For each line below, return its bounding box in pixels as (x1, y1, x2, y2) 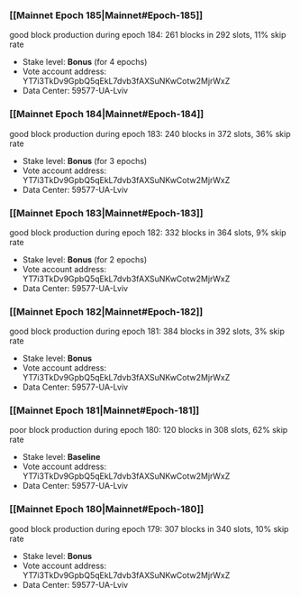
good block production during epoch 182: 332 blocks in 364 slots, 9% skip (9, 226, 286, 238)
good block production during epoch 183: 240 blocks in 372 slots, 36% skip (9, 128, 291, 139)
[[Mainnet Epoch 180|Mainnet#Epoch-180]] (9, 503, 205, 516)
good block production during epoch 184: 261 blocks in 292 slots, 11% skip (9, 30, 286, 41)
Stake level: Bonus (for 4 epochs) (22, 57, 148, 68)
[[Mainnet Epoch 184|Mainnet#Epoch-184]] (9, 108, 205, 121)
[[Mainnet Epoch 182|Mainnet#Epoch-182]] (9, 305, 204, 317)
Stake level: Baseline (22, 452, 101, 463)
